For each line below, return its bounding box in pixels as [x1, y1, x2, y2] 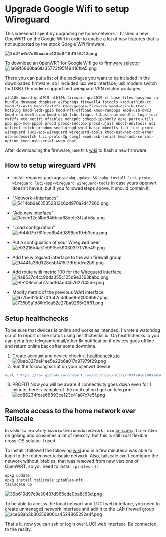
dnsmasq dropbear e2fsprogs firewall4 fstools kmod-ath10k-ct [20, 99, 152, 105]
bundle [5, 99, 19, 105]
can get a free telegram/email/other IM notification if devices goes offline [5, 338, 154, 344]
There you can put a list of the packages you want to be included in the [5, 75, 150, 81]
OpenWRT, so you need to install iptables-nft [5, 463, 100, 469]
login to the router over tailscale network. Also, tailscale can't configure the [5, 453, 158, 459]
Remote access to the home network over [5, 406, 136, 415]
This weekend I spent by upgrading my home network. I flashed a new [5, 30, 148, 36]
